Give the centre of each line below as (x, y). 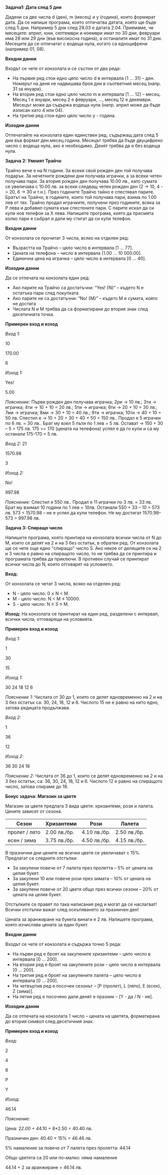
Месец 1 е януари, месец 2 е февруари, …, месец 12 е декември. (82, 99)
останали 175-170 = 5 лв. (31, 434)
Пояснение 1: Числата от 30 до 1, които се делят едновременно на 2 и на (84, 697)
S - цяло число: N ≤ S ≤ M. (41, 604)
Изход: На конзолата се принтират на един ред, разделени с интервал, (82, 614)
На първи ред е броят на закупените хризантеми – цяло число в (81, 954)
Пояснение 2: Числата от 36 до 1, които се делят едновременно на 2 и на (84, 776)
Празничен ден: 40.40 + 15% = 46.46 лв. (48, 1138)
